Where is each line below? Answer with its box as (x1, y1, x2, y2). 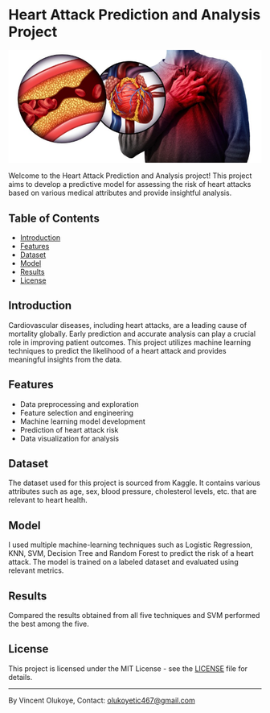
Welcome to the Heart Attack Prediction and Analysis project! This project (8, 171, 252, 180)
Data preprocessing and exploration (19, 399, 139, 408)
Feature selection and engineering (19, 408, 134, 417)
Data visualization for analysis (19, 433, 119, 443)
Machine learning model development (19, 417, 146, 426)
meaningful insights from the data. (8, 354, 122, 364)
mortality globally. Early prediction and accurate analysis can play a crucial (8, 329, 256, 338)
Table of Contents (8, 211, 100, 225)
